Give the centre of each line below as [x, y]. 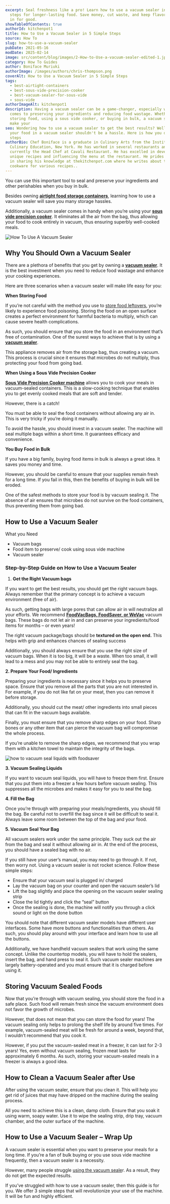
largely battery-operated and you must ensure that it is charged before [79, 965]
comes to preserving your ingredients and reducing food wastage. [81, 114]
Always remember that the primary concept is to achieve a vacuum [75, 594]
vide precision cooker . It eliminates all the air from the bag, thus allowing [81, 216]
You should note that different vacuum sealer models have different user [81, 923]
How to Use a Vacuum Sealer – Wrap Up [69, 1137]
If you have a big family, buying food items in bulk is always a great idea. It [83, 459]
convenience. [19, 439]
